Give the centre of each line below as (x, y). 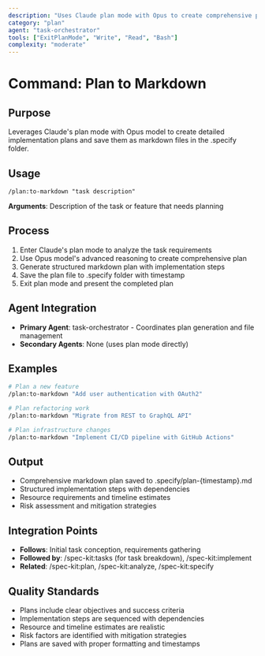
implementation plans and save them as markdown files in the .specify (122, 140)
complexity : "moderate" (47, 45)
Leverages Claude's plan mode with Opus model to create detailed (116, 132)
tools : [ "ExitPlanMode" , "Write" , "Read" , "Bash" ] (93, 37)
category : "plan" (37, 23)
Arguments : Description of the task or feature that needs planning (116, 206)
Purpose (30, 112)
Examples (33, 369)
